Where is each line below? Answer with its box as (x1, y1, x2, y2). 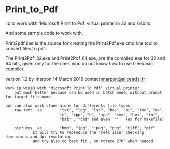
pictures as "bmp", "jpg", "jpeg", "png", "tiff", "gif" (14, 125, 156, 130)
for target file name (5, 94, 51, 99)
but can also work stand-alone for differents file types (5, 103, 130, 108)
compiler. (5, 66, 25, 72)
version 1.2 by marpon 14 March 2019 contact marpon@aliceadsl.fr (5, 76, 146, 82)
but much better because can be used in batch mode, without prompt (14, 90, 162, 95)
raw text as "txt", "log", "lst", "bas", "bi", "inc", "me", (14, 107, 165, 113)
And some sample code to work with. (5, 30, 83, 36)
